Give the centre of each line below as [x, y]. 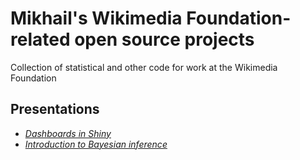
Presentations [55, 109]
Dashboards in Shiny [68, 133]
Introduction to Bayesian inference [96, 144]
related [40, 39]
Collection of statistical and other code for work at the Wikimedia [144, 67]
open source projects [164, 39]
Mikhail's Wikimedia [96, 18]
